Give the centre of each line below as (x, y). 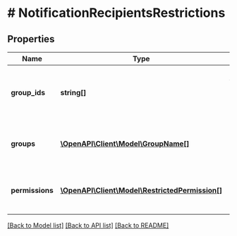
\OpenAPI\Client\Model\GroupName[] (125, 144)
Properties (31, 39)
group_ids (28, 93)
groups (23, 144)
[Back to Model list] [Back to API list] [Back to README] (88, 225)
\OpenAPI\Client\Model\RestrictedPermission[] (141, 190)
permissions (32, 190)
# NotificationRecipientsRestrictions (116, 13)
